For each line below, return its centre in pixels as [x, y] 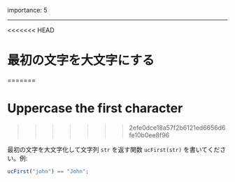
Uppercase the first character [95, 108]
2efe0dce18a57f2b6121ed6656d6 [177, 128]
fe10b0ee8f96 [149, 135]
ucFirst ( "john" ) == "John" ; [48, 171]
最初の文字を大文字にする [81, 60]
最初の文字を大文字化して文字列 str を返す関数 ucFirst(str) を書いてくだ [114, 149]
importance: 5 [27, 10]
